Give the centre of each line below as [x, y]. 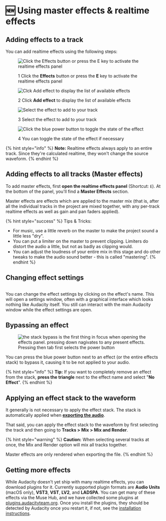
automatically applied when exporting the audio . [55, 415]
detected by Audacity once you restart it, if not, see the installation [73, 508]
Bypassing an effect [37, 326]
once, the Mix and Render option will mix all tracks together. [66, 445]
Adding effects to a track [44, 40]
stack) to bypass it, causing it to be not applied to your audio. [68, 362]
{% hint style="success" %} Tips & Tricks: [49, 221]
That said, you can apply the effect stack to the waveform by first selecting [82, 425]
